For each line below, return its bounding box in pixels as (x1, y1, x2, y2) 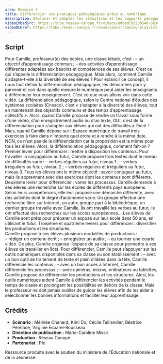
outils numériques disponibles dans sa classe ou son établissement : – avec (5, 251, 156, 257)
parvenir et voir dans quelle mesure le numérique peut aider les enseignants (5, 87, 158, 92)
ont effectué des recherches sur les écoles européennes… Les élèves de (5, 210, 151, 216)
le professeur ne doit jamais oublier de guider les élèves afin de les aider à (5, 287, 154, 293)
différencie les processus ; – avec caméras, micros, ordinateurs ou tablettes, (5, 267, 158, 273)
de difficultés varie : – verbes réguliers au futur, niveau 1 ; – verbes (5, 158, 137, 165)
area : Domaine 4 (5, 7, 38, 12)
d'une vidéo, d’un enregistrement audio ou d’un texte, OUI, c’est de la (5, 117, 144, 123)
